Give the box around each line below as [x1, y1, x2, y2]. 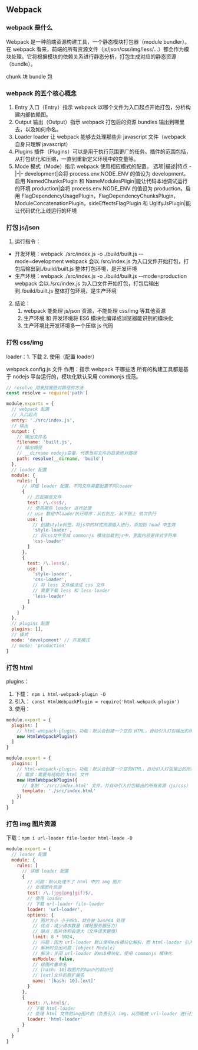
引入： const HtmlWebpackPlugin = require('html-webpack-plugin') [14, 698, 180, 705]
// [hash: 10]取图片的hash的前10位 [32, 967, 114, 973]
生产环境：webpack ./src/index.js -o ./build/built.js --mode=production [14, 273, 187, 280]
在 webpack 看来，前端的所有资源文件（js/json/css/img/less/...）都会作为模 [6, 46, 190, 53]
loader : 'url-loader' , [27, 906, 83, 912]
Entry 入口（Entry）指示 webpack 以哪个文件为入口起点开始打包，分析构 [14, 103, 192, 111]
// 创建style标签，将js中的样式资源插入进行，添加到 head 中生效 [32, 521, 176, 528]
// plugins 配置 [11, 621, 49, 627]
